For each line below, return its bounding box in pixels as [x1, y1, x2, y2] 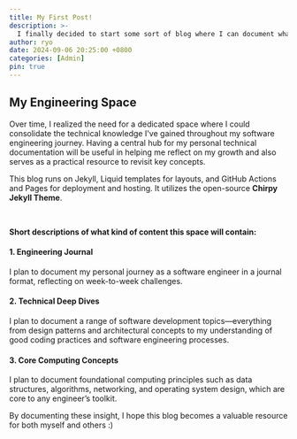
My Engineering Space [9, 95, 137, 111]
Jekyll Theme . [9, 192, 63, 203]
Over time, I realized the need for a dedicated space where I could [9, 119, 250, 129]
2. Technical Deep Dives [9, 296, 100, 306]
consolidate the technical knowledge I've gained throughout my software [9, 127, 276, 138]
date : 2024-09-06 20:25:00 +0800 [9, 46, 133, 55]
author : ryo [9, 37, 53, 47]
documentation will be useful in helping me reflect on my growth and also [9, 147, 277, 158]
